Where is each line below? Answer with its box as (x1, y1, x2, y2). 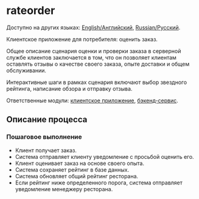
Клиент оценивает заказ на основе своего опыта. (15, 159, 145, 167)
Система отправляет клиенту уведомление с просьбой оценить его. (15, 153, 194, 160)
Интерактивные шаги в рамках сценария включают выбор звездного (6, 79, 187, 86)
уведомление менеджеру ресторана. (15, 185, 113, 192)
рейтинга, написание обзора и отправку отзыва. (6, 85, 133, 92)
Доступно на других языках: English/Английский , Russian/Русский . (6, 24, 181, 31)
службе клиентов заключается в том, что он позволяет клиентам (6, 54, 176, 61)
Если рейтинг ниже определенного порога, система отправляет (15, 179, 183, 186)
